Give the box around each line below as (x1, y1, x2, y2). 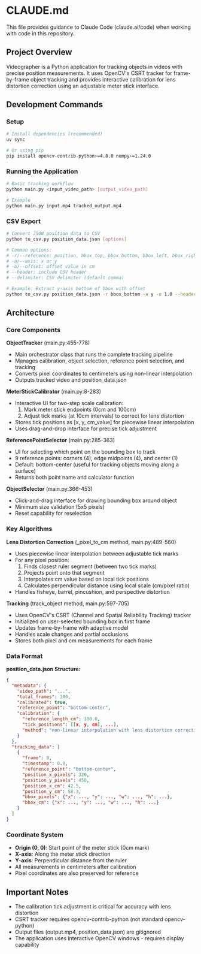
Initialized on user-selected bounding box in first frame (14, 618, 151, 625)
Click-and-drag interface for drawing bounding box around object (14, 497, 178, 504)
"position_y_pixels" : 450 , (22, 777, 90, 783)
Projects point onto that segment (23, 569, 105, 576)
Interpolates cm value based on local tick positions (23, 575, 150, 582)
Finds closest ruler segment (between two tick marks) (23, 563, 157, 570)
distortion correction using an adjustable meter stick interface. (6, 82, 160, 89)
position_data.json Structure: (6, 666, 81, 673)
